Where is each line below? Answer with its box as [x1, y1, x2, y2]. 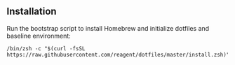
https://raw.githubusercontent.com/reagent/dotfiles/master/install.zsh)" [6, 51, 230, 58]
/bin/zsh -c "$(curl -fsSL [6, 45, 86, 52]
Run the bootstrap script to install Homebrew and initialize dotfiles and [6, 24, 210, 32]
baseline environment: [6, 31, 71, 40]
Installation [6, 6, 57, 17]
